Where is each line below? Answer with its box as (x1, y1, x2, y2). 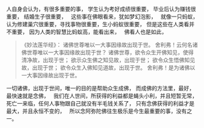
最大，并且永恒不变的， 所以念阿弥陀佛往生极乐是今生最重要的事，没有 (6, 107, 187, 115)
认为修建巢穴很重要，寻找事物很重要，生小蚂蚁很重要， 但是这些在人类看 (6, 21, 189, 27)
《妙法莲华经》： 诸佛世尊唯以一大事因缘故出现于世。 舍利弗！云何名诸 (21, 41, 198, 48)
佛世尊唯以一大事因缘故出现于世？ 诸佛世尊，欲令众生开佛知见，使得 (21, 49, 194, 56)
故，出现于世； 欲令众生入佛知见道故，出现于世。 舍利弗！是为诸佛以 (21, 64, 195, 71)
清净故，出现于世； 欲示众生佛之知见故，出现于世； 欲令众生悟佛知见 (21, 57, 195, 63)
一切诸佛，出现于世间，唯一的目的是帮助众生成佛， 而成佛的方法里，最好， (6, 85, 195, 91)
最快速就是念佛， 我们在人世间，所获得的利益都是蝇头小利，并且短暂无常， (6, 92, 198, 99)
